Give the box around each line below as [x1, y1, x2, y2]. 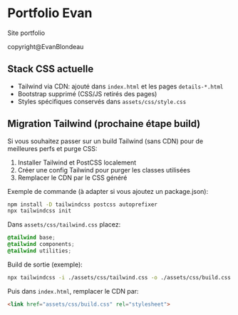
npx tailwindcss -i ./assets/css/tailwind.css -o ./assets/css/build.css [7, 274, 232, 281]
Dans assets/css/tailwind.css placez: [7, 220, 121, 229]
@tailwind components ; [7, 241, 75, 248]
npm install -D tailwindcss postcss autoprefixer [7, 201, 158, 208]
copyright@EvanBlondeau [7, 42, 84, 51]
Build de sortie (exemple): [7, 260, 83, 269]
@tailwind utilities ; [7, 247, 72, 254]
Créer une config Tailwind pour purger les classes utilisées [17, 165, 191, 174]
